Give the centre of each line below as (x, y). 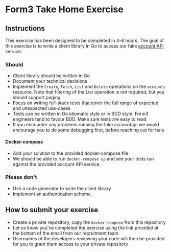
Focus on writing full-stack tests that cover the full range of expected (86, 103)
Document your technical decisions (50, 81)
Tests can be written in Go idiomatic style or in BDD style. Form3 (81, 114)
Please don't (21, 177)
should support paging (36, 98)
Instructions (25, 28)
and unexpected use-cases (41, 108)
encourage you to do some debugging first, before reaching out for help (89, 130)
